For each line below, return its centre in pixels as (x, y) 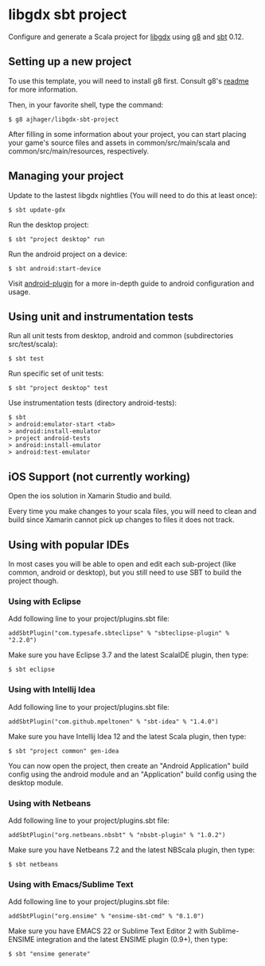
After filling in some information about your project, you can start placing (127, 134)
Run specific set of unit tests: (56, 374)
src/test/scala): (33, 345)
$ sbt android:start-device (55, 268)
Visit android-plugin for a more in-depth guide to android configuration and (131, 283)
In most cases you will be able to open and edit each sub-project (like (122, 564)
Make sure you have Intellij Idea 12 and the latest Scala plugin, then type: (127, 736)
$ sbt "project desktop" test (58, 388)
